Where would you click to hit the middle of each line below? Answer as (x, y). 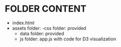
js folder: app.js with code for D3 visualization (68, 39)
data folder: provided (42, 33)
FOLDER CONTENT (46, 9)
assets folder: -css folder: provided (49, 28)
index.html (23, 23)
